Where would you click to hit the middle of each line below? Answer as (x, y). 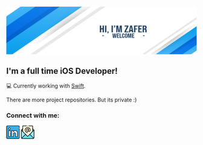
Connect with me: (33, 115)
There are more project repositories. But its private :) (72, 100)
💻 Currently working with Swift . (46, 86)
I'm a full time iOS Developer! (62, 71)
